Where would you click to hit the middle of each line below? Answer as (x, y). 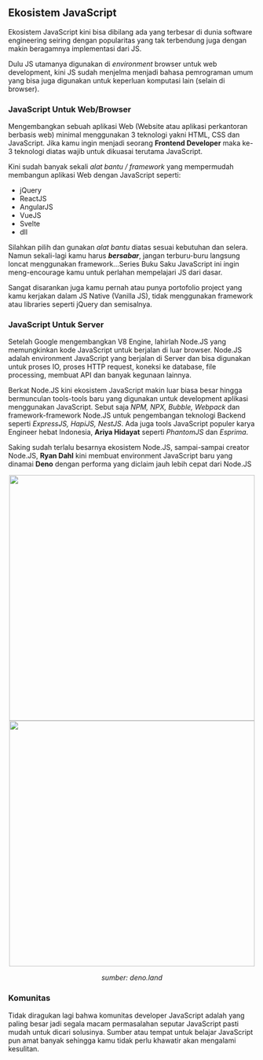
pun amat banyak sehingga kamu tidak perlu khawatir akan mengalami (122, 1040)
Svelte (30, 224)
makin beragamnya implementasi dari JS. (75, 48)
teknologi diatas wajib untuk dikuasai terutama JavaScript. (108, 152)
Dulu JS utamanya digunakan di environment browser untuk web (113, 64)
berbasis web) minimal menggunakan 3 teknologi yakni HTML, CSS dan (124, 135)
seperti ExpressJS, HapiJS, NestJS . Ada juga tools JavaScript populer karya (131, 424)
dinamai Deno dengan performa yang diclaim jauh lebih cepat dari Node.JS (130, 464)
